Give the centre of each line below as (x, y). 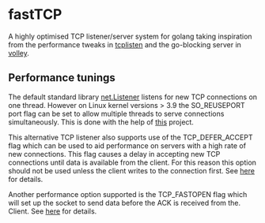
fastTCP (35, 15)
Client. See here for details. (53, 211)
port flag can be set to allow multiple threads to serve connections (116, 113)
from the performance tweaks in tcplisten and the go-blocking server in (125, 44)
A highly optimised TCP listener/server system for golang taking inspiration (130, 36)
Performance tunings (62, 78)
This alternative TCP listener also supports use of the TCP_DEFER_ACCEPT (131, 137)
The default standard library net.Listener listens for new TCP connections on (133, 97)
